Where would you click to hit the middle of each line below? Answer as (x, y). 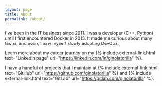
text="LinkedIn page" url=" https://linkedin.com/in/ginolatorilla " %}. (74, 58)
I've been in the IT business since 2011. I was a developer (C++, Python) (79, 33)
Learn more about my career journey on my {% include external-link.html (80, 53)
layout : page (19, 10)
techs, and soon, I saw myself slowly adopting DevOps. (62, 43)
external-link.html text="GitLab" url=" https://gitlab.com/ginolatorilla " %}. (80, 78)
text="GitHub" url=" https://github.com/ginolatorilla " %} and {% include (78, 73)
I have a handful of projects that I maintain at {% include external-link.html (81, 68)
